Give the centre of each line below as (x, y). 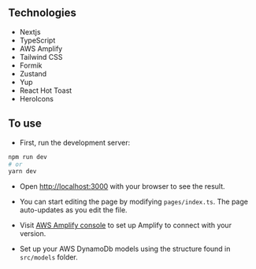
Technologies (43, 13)
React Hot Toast (46, 90)
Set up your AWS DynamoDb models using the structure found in (125, 249)
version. (33, 234)
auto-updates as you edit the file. (73, 210)
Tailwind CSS (41, 57)
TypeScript (37, 40)
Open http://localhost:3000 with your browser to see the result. (122, 186)
